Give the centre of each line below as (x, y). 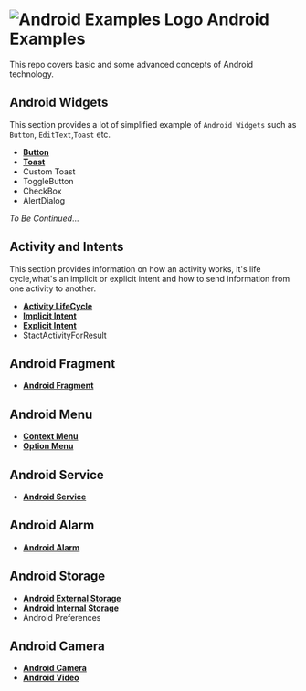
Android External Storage (72, 598)
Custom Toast (49, 171)
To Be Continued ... (44, 218)
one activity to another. (53, 288)
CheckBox (42, 191)
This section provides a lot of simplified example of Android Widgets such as (153, 124)
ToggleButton (48, 181)
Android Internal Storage (70, 608)
